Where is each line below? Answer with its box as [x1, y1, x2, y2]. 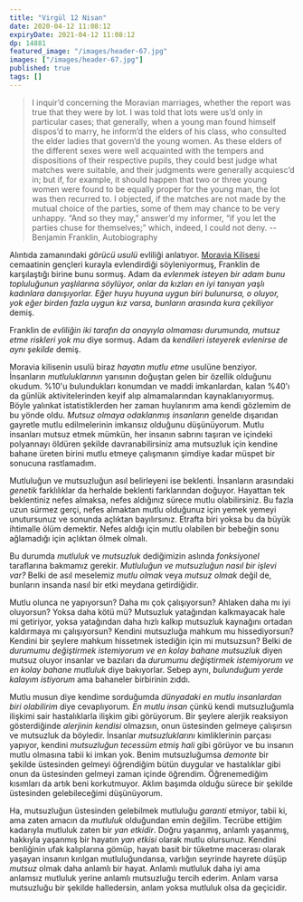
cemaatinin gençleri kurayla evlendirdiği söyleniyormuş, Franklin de [9, 259, 260, 270]
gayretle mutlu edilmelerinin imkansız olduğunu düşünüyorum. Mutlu [9, 418, 265, 430]
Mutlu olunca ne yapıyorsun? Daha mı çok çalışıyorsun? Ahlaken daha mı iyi [9, 597, 291, 608]
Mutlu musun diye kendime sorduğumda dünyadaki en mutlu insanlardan [9, 691, 282, 702]
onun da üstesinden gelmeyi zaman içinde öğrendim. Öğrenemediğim [9, 768, 269, 779]
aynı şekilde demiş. [9, 343, 81, 354]
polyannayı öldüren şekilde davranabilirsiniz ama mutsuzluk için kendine [9, 438, 279, 449]
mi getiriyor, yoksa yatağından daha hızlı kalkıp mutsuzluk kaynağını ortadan [9, 616, 293, 627]
